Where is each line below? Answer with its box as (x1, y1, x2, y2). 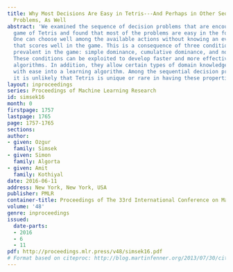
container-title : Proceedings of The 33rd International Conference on (7, 197, 218, 204)
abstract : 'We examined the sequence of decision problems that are (7, 23, 209, 30)
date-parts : (13, 222, 49, 229)
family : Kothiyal (13, 171, 64, 178)
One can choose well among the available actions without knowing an (13, 36, 218, 43)
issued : (7, 216, 30, 223)
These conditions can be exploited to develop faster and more (13, 55, 200, 62)
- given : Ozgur (7, 139, 51, 146)
